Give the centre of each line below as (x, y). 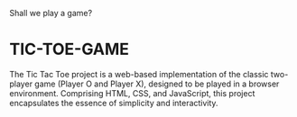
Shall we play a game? (51, 13)
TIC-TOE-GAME (69, 49)
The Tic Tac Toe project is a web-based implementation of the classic (139, 74)
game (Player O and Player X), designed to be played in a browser (157, 84)
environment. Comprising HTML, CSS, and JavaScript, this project (132, 93)
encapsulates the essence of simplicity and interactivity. (114, 103)
